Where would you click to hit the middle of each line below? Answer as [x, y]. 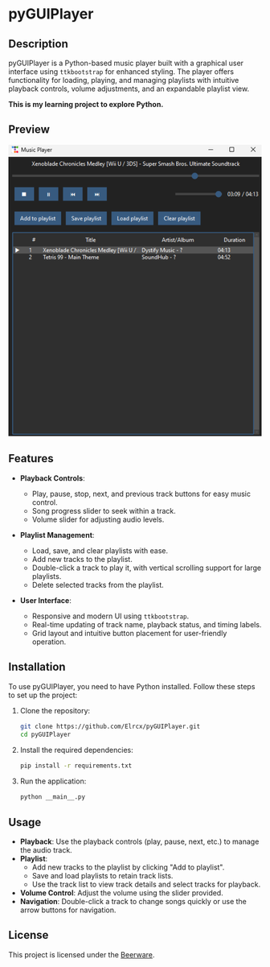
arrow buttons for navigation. [68, 910]
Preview [29, 130]
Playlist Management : [57, 535]
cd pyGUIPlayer [45, 735]
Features [31, 459]
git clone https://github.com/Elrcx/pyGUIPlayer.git [110, 726]
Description [38, 44]
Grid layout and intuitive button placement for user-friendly [129, 633]
